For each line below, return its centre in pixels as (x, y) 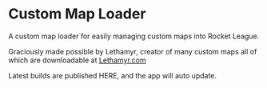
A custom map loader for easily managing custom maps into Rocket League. (134, 36)
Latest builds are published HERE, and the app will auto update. (113, 75)
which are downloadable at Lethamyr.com (77, 60)
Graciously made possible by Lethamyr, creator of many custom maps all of (133, 51)
